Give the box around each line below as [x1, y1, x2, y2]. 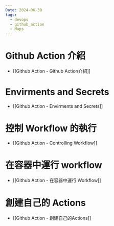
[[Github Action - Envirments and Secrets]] [12, 103, 103, 109]
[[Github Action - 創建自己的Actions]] [12, 215, 91, 221]
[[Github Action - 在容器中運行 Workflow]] [12, 177, 101, 183]
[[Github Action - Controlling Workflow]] [12, 140, 98, 146]
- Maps [10, 27, 24, 32]
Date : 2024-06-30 [5, 7, 42, 13]
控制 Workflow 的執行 [5, 123, 97, 134]
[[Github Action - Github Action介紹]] [12, 68, 91, 74]
